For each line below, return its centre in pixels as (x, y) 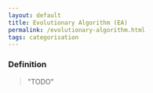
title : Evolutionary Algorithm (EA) (68, 23)
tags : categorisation (44, 37)
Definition (27, 65)
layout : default (35, 15)
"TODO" (40, 81)
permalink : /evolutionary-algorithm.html (77, 30)
